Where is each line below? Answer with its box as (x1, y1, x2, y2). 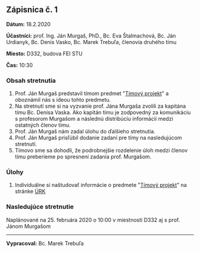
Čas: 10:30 (6, 61, 33, 68)
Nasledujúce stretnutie (6, 202, 74, 211)
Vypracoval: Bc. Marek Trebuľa (6, 239, 85, 246)
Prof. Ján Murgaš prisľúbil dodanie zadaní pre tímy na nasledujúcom (14, 134, 183, 142)
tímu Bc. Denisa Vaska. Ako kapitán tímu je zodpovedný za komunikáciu (14, 109, 191, 116)
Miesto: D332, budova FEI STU (6, 50, 83, 57)
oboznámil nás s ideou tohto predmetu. (14, 96, 111, 104)
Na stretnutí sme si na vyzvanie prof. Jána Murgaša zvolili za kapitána (14, 102, 186, 110)
